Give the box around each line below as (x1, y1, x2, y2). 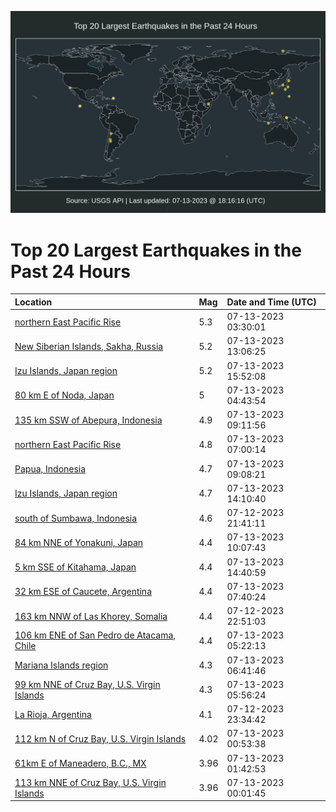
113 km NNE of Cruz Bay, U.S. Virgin (14, 776, 167, 788)
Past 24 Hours (10, 260, 131, 283)
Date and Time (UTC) (226, 296, 317, 308)
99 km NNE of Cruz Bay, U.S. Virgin (14, 678, 161, 690)
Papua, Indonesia (14, 463, 87, 475)
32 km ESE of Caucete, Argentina (14, 586, 153, 598)
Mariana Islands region (14, 659, 109, 671)
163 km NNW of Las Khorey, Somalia (14, 610, 168, 622)
